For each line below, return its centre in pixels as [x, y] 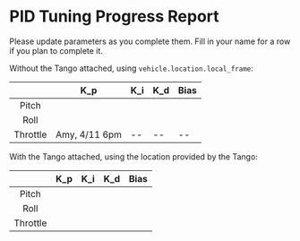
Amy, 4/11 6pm [89, 134]
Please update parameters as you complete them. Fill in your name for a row [150, 41]
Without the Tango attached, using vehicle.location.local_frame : [131, 68]
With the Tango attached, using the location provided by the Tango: [133, 156]
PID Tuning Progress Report [114, 17]
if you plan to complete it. [56, 50]
